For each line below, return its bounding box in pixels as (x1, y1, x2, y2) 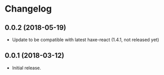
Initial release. (12, 64, 41, 71)
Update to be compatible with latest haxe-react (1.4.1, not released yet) (12, 36, 159, 43)
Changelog (5, 3, 52, 15)
